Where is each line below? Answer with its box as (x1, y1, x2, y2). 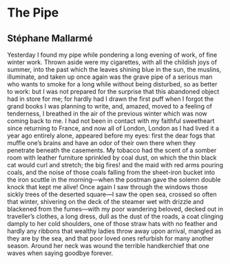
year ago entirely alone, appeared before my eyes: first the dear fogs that (7, 131, 216, 140)
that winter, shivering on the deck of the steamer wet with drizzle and (7, 198, 205, 205)
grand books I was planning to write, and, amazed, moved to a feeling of (7, 102, 212, 110)
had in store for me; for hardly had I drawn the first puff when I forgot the (7, 95, 214, 103)
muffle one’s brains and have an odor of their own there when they (7, 139, 196, 147)
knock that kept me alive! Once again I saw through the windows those (7, 183, 208, 191)
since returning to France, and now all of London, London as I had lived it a (7, 124, 219, 132)
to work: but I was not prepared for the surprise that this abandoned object (7, 88, 220, 95)
